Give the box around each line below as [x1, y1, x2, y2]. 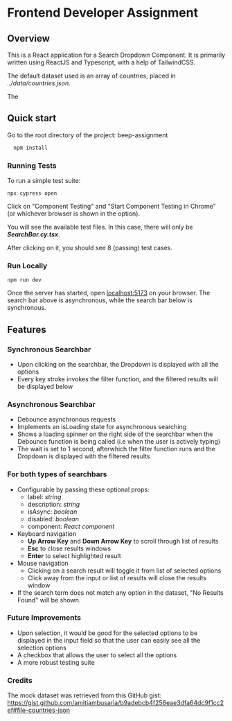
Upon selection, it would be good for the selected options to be [17, 629, 198, 637]
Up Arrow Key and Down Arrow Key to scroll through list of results [27, 537, 219, 545]
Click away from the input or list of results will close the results [27, 573, 206, 582]
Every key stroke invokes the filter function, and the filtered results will [17, 374, 218, 383]
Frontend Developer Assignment [7, 5, 199, 21]
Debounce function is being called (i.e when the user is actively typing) [17, 437, 221, 446]
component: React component [27, 522, 115, 530]
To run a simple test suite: [7, 176, 81, 184]
